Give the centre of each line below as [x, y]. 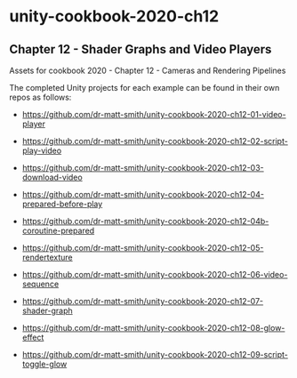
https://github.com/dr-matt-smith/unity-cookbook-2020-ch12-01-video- [154, 114]
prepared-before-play [62, 204]
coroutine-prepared [58, 230]
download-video [52, 177]
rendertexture [47, 257]
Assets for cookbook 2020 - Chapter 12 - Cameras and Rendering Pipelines [148, 70]
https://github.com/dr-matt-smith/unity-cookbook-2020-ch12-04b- [145, 221]
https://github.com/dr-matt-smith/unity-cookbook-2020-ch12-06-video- [155, 274]
